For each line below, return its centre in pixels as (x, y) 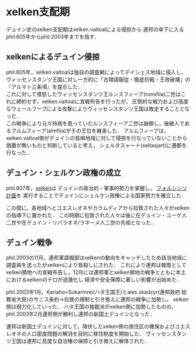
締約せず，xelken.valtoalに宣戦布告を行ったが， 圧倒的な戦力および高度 (102, 101)
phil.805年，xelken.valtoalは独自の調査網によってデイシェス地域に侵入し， (96, 72)
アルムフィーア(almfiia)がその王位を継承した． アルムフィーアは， (90, 131)
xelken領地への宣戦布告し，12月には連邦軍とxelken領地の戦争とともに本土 (96, 272)
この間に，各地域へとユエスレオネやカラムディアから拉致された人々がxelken (98, 208)
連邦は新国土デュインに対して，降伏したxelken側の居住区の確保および (91, 327)
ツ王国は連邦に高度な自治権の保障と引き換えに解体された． (78, 341)
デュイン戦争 (29, 243)
